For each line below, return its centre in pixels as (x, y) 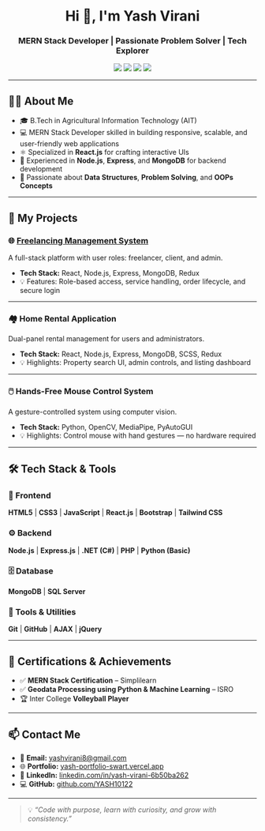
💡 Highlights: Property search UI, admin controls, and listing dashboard (135, 363)
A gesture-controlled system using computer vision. (93, 412)
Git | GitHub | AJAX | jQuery (55, 629)
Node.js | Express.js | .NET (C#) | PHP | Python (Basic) (99, 550)
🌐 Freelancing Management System (78, 240)
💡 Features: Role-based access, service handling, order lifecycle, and (132, 281)
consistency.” (50, 818)
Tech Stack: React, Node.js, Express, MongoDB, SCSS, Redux (121, 354)
